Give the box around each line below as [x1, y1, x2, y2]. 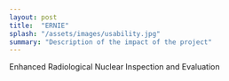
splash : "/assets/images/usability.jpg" [9, 29, 162, 38]
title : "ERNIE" [9, 21, 69, 30]
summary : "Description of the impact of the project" [9, 37, 213, 47]
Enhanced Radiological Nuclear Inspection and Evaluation [9, 62, 220, 72]
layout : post [9, 12, 58, 22]
